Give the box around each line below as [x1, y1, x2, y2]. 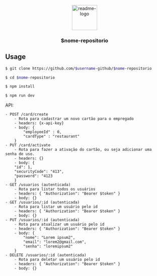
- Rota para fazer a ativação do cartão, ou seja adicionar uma [14, 147, 152, 152]
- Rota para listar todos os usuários [14, 187, 96, 192]
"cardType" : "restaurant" [23, 134, 80, 139]
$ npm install [5, 84, 35, 89]
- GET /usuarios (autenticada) [5, 182, 71, 188]
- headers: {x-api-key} [14, 121, 64, 126]
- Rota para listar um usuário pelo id [14, 204, 98, 210]
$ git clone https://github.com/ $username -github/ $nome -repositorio [5, 66, 152, 71]
